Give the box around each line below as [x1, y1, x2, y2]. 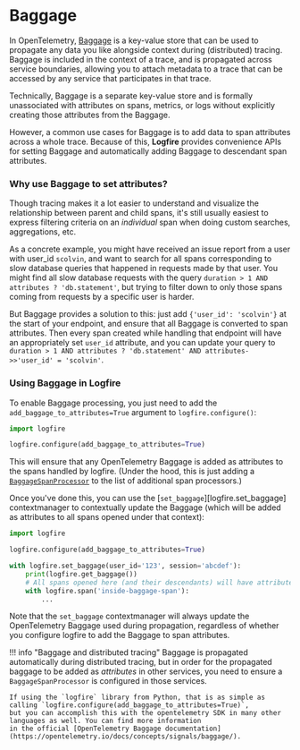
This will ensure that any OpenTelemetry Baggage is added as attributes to [9, 456, 284, 467]
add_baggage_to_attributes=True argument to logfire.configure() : [9, 406, 257, 417]
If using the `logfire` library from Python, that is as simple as [9, 693, 266, 703]
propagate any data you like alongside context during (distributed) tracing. [9, 44, 283, 55]
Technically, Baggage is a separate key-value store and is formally [9, 90, 253, 101]
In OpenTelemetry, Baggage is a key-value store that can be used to [9, 35, 259, 46]
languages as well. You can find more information [9, 717, 202, 726]
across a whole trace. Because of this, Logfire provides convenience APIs [9, 136, 282, 147]
